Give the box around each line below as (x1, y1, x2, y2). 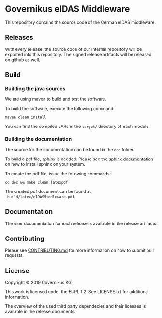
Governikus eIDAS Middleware (5, 3, 130, 15)
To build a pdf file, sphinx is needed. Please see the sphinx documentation (5, 156, 153, 162)
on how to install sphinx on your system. (5, 161, 86, 167)
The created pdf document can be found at (5, 188, 91, 194)
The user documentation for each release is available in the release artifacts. (5, 221, 158, 226)
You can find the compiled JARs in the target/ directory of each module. (5, 124, 150, 129)
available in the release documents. (5, 309, 76, 315)
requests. (5, 253, 24, 258)
